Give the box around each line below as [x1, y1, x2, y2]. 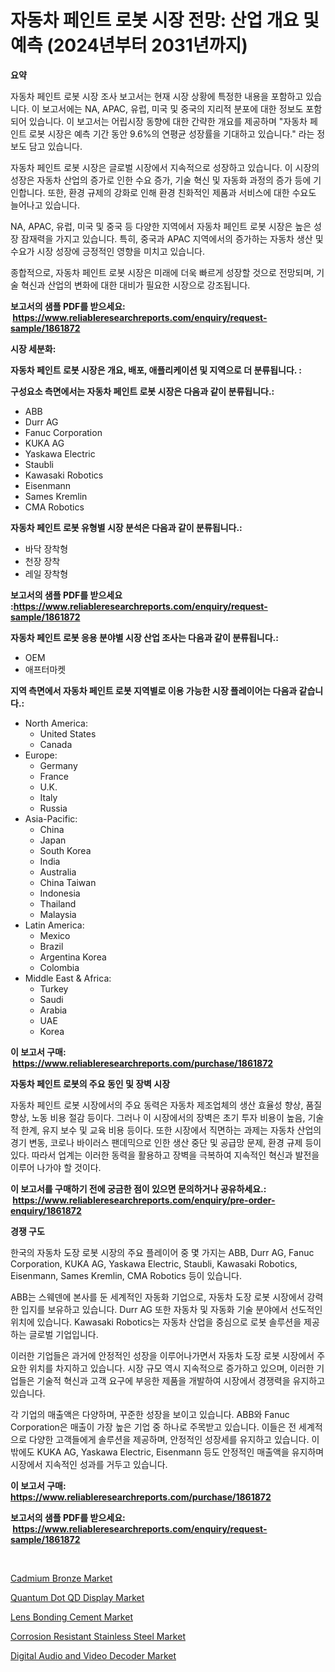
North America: [24, 717, 88, 729]
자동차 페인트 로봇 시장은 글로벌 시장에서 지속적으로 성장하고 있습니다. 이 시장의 [10, 161, 320, 173]
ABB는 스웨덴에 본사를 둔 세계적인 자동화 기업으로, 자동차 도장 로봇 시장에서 [10, 1291, 305, 1303]
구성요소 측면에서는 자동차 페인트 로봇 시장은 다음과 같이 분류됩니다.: [10, 385, 275, 397]
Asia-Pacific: [24, 812, 78, 825]
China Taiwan [39, 876, 97, 888]
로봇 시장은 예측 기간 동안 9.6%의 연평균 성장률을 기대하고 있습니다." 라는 [28, 127, 315, 140]
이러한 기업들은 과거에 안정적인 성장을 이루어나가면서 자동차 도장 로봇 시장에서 [10, 1349, 315, 1361]
